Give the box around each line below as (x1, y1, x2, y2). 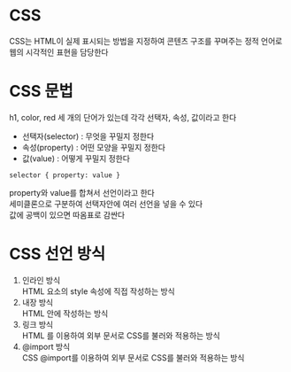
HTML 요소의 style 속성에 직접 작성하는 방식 (21, 285, 175, 297)
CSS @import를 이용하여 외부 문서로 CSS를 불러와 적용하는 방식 (21, 352, 245, 363)
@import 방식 (21, 341, 71, 352)
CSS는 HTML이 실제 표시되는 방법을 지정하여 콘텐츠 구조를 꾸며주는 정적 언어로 (9, 35, 283, 46)
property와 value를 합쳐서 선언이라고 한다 (9, 187, 155, 198)
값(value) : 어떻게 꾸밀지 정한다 (21, 152, 131, 164)
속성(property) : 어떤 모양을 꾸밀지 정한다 (21, 142, 166, 152)
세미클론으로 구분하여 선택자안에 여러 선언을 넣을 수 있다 (9, 198, 203, 209)
